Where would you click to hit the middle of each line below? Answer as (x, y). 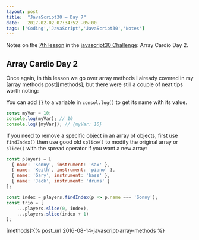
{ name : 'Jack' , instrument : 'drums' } (61, 181)
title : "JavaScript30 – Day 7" (46, 17)
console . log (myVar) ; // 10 (40, 119)
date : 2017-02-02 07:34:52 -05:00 (51, 23)
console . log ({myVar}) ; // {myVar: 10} (54, 124)
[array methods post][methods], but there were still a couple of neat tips (94, 84)
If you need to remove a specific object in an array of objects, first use (92, 135)
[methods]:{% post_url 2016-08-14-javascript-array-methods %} (86, 231)
